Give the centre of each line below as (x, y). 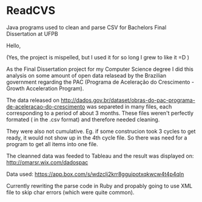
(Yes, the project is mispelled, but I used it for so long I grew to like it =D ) (98, 57)
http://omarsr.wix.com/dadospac (47, 162)
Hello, (14, 45)
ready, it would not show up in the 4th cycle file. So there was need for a (97, 138)
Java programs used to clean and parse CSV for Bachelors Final (86, 27)
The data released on (33, 100)
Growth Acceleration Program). (45, 88)
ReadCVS (31, 11)
